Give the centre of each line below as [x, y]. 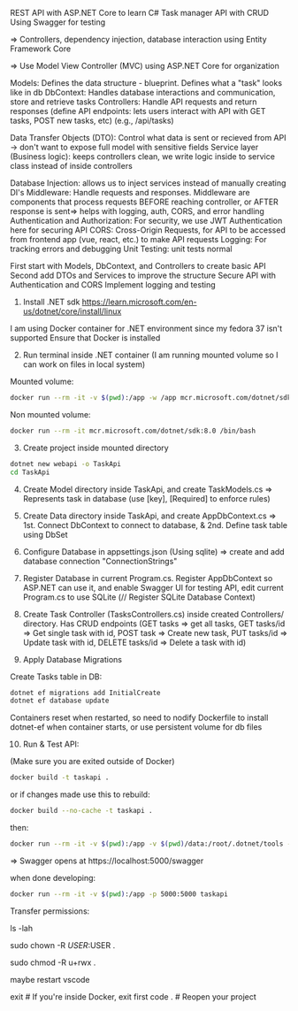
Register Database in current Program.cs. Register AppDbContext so [148, 578]
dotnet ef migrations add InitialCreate [86, 693]
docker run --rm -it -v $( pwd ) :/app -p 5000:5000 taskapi [119, 894]
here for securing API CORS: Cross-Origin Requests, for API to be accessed [148, 230]
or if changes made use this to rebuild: [80, 794]
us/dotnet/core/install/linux [72, 311]
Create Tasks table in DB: [56, 677]
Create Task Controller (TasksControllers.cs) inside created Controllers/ [153, 614]
